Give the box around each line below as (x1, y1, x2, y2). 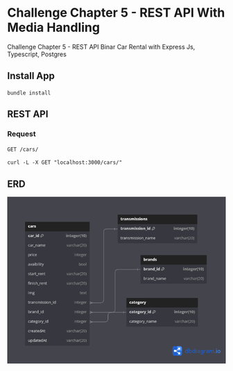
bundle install (7, 89, 51, 97)
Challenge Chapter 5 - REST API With (7, 5, 225, 21)
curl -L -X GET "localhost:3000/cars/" (7, 159, 123, 166)
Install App (7, 70, 55, 82)
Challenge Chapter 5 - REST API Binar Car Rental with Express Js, (7, 42, 196, 51)
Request (7, 129, 36, 139)
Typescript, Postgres (7, 50, 67, 58)
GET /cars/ (7, 146, 39, 154)
